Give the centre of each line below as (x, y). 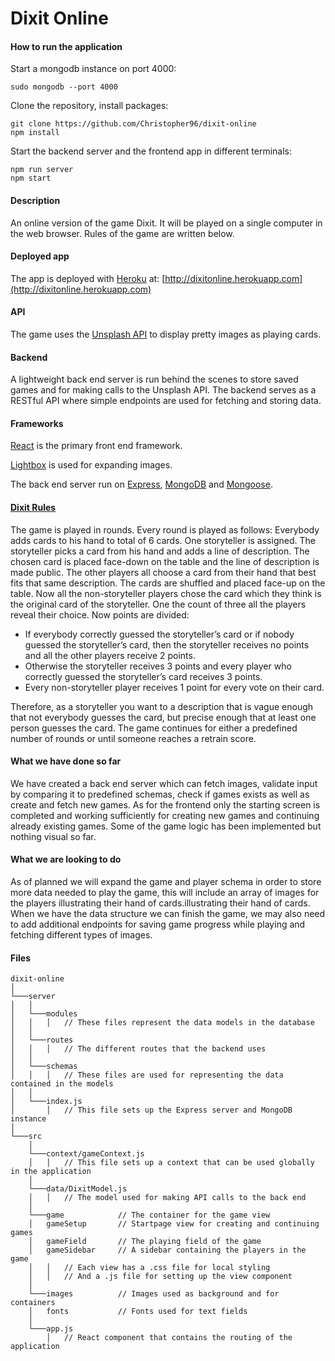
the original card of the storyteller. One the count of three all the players (158, 604)
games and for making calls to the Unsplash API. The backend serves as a (163, 390)
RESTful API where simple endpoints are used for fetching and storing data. (166, 401)
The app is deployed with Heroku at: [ (88, 278)
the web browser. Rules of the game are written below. (122, 233)
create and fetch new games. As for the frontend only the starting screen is (165, 804)
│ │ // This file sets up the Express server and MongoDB (151, 1110)
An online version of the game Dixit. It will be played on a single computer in (166, 223)
